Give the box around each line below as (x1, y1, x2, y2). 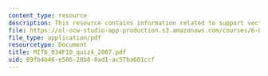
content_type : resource (8, 11, 88, 20)
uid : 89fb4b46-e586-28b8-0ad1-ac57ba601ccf (8, 56, 156, 64)
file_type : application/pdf (8, 33, 102, 42)
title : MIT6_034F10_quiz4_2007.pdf (8, 48, 127, 56)
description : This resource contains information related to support (8, 19, 245, 27)
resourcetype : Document (8, 41, 88, 49)
